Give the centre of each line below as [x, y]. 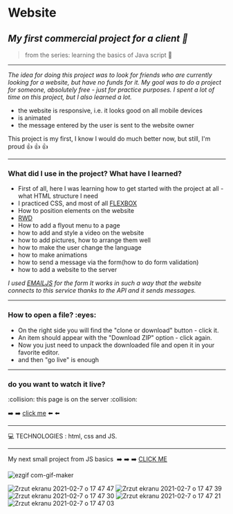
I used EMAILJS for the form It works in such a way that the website [105, 283]
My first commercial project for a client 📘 [98, 38]
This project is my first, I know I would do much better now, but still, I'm [109, 139]
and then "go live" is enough [58, 359]
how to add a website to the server [67, 270]
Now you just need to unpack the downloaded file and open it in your [116, 345]
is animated [34, 118]
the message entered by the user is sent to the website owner [106, 125]
